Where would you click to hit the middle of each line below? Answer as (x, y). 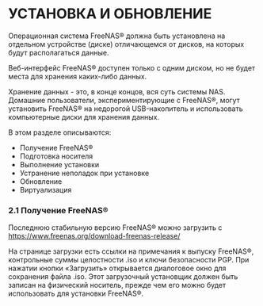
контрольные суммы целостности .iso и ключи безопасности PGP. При (129, 260)
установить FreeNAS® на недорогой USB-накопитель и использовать (126, 109)
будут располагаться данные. (59, 52)
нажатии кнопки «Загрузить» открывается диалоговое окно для (117, 268)
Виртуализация (46, 189)
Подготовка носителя (56, 156)
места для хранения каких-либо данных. (78, 76)
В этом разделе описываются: (60, 132)
